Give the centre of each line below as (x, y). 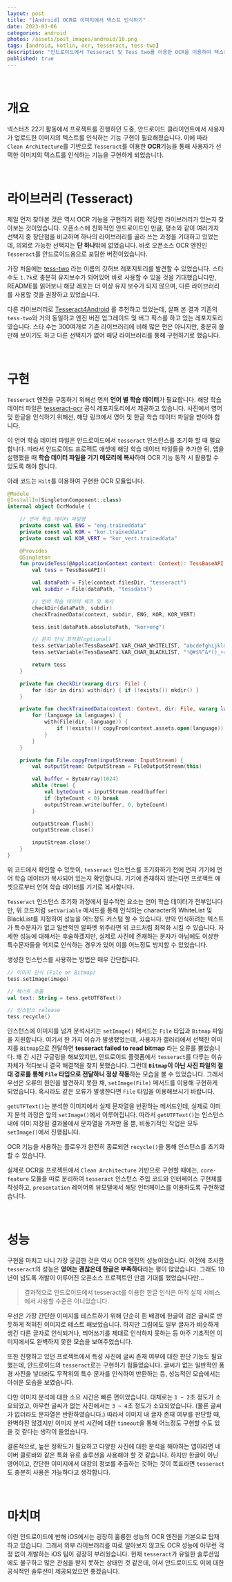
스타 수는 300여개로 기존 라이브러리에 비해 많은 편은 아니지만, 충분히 (125, 326)
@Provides (34, 551)
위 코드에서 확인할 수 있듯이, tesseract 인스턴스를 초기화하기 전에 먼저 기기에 (111, 870)
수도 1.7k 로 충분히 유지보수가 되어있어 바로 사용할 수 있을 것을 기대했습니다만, (112, 277)
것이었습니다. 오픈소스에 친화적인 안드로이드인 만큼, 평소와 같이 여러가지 (122, 228)
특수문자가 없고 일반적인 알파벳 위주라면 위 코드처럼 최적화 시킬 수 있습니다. (116, 927)
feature (18, 1179)
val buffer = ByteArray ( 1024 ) (75, 779)
